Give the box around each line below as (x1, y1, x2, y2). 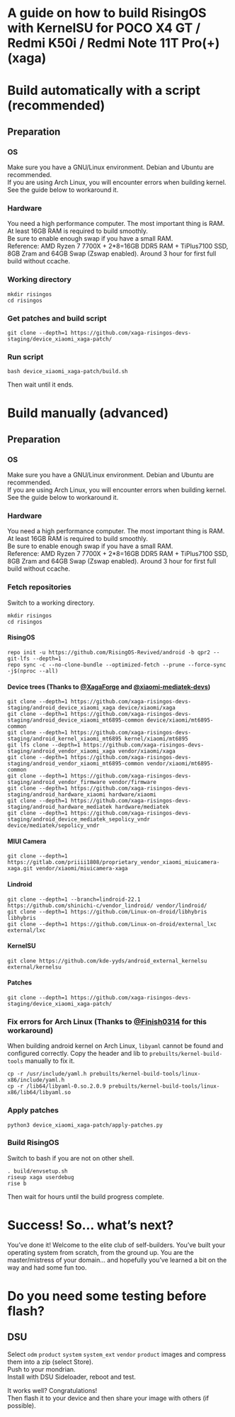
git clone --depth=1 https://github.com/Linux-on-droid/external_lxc (7, 921, 217, 928)
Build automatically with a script (7, 83, 200, 98)
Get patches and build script (7, 313, 107, 323)
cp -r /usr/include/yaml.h (7, 1071, 87, 1078)
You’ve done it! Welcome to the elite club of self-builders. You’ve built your (7, 1241, 226, 1249)
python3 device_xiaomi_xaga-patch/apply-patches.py (7, 1121, 163, 1129)
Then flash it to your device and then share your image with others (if (7, 1394, 210, 1402)
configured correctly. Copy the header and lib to (7, 1049, 148, 1058)
